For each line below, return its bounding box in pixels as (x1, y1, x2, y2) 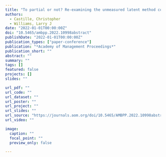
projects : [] (5, 72, 32, 77)
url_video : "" (5, 117, 35, 122)
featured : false (5, 67, 39, 72)
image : (5, 126, 19, 131)
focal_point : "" (9, 136, 43, 141)
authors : (5, 12, 23, 17)
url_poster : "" (5, 99, 37, 104)
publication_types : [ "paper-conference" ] (5, 40, 92, 45)
